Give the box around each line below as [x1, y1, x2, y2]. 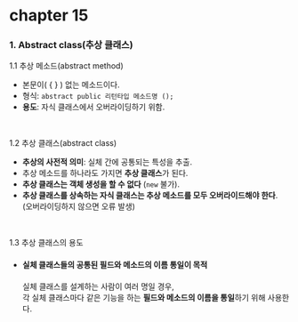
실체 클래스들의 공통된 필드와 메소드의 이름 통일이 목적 [21, 260, 208, 270]
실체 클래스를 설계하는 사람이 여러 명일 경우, [21, 281, 175, 292]
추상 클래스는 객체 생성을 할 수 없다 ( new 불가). [21, 179, 181, 189]
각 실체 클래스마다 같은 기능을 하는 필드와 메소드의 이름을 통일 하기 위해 [21, 292, 266, 302]
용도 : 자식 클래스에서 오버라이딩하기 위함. [21, 101, 165, 112]
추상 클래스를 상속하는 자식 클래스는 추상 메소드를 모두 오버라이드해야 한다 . [21, 190, 278, 201]
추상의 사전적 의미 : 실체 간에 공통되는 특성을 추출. [21, 157, 193, 167]
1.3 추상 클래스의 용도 [9, 237, 84, 248]
